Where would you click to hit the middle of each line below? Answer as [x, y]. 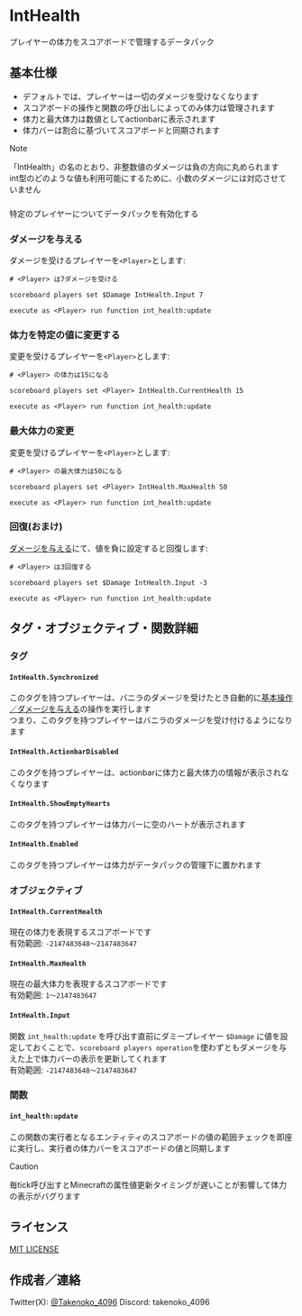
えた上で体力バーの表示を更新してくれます [88, 1058]
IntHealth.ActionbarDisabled [64, 752]
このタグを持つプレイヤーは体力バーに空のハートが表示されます [128, 824]
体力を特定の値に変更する [65, 334]
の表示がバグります [45, 1196]
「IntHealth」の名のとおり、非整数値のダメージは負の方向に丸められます [144, 167]
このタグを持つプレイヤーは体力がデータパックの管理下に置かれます [136, 864]
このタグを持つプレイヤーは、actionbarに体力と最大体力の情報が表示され [145, 772]
